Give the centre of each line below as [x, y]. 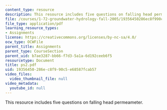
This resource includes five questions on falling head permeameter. [74, 102]
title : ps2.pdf [21, 65]
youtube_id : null [28, 88]
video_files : [19, 74]
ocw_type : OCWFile [24, 42]
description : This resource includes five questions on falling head [79, 14]
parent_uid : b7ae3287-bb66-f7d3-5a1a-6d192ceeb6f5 [59, 56]
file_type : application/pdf [34, 24]
